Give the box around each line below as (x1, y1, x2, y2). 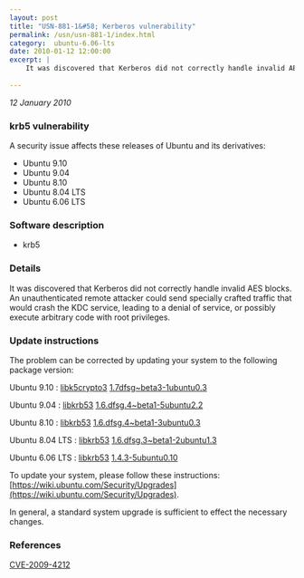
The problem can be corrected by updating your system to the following (9, 354, 278, 365)
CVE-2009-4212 (9, 559, 71, 571)
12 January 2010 (9, 97, 72, 108)
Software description (9, 218, 105, 231)
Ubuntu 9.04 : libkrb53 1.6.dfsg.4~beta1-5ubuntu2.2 (9, 400, 204, 410)
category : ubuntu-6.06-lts (9, 38, 116, 48)
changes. (9, 515, 44, 526)
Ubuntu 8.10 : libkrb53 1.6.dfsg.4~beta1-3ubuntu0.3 (9, 417, 201, 428)
